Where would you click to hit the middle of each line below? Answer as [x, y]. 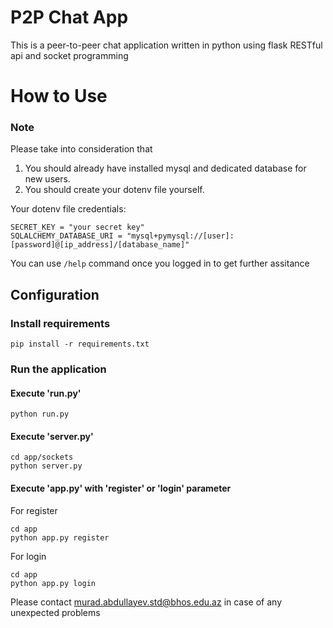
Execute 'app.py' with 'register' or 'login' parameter [121, 488]
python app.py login [53, 583]
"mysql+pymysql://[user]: [180, 236]
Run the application [58, 369]
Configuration [55, 294]
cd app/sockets [42, 457]
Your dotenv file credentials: [68, 209]
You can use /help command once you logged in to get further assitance [160, 263]
